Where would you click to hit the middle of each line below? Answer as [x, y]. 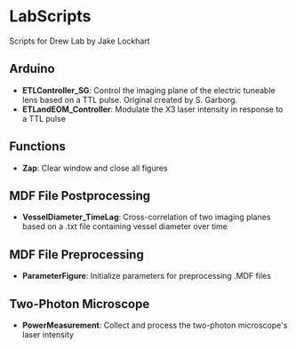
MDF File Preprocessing [76, 254]
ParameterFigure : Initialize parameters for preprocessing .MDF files [146, 276]
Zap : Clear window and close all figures [95, 168]
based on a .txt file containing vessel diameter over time [125, 226]
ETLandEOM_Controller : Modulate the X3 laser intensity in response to [152, 109]
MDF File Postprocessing [80, 196]
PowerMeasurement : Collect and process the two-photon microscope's [155, 325]
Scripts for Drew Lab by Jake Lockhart [80, 41]
